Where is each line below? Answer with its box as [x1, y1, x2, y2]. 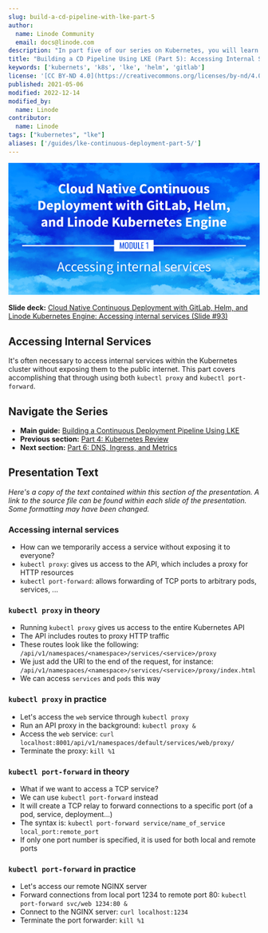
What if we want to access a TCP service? [19, 783, 159, 793]
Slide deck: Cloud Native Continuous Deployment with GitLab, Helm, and [8, 303, 249, 313]
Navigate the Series [8, 405, 108, 418]
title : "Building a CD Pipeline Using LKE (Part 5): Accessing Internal [8, 55, 255, 63]
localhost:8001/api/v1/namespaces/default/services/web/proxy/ [19, 739, 235, 747]
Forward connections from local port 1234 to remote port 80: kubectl [19, 890, 247, 899]
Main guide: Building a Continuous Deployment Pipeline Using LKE [19, 425, 240, 435]
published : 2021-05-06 [8, 80, 84, 88]
